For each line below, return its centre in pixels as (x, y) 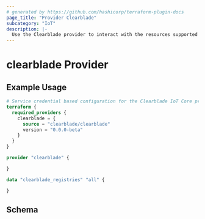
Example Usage (37, 87)
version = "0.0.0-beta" (53, 130)
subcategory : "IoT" (31, 23)
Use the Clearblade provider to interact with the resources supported (105, 35)
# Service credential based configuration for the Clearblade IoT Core (99, 101)
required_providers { (39, 113)
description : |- (27, 29)
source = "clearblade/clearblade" (67, 124)
